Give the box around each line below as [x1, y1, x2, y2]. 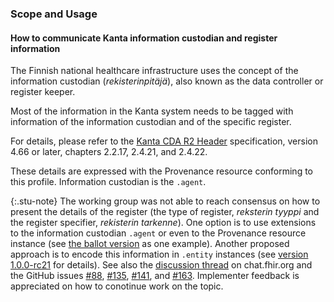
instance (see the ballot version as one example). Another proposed [10, 238, 290, 250]
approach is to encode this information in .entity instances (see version [10, 248, 309, 261]
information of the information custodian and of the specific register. [10, 116, 292, 128]
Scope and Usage [10, 7, 98, 21]
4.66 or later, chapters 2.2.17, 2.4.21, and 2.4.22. [10, 146, 208, 158]
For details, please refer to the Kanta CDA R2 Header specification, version [10, 135, 318, 147]
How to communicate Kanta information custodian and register [10, 32, 278, 44]
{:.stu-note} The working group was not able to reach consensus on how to [10, 195, 321, 207]
